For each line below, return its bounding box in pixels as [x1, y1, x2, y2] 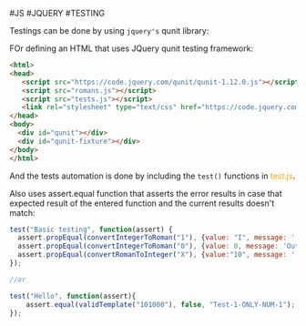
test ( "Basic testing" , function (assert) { [9, 225, 173, 234]
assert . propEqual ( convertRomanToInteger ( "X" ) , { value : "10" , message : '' [17, 250, 300, 260]
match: [9, 207, 36, 218]
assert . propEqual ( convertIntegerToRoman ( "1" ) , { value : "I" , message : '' [17, 233, 300, 242]
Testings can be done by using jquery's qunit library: [9, 25, 209, 36]
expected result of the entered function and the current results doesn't [9, 198, 275, 209]
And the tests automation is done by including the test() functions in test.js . [9, 170, 296, 181]
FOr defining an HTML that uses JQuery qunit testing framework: [9, 43, 253, 54]
